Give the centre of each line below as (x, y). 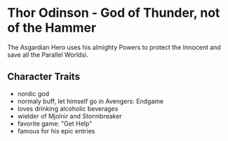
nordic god (33, 93)
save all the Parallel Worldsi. (48, 55)
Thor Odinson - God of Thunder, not (114, 13)
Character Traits (44, 77)
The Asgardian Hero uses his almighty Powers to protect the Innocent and (114, 47)
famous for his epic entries (56, 130)
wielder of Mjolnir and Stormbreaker (70, 116)
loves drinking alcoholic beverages (68, 108)
